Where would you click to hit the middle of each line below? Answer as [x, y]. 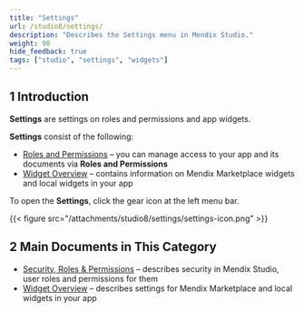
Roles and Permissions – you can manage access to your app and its [151, 154]
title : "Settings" [44, 18]
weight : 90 [30, 43]
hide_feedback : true [49, 52]
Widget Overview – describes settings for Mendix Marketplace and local [157, 288]
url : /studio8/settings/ [56, 26]
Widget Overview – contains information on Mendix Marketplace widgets [158, 173]
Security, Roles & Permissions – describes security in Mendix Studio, [151, 268]
